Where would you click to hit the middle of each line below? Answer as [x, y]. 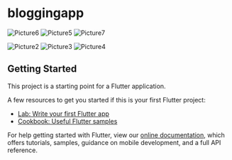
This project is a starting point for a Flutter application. [87, 86]
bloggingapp [46, 13]
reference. [22, 150]
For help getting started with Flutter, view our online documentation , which [116, 135]
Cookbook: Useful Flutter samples [67, 121]
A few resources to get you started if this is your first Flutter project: [106, 100]
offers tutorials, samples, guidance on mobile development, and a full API [114, 142]
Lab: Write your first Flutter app [63, 113]
